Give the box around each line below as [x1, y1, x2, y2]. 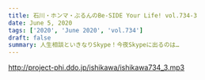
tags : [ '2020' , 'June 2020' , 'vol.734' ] [8, 26, 144, 34]
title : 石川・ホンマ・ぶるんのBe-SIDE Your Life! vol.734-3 [8, 11, 198, 20]
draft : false [8, 33, 51, 42]
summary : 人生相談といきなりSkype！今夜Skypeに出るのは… [8, 41, 180, 49]
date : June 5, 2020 [8, 19, 73, 27]
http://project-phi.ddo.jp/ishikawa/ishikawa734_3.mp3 [8, 63, 184, 72]
